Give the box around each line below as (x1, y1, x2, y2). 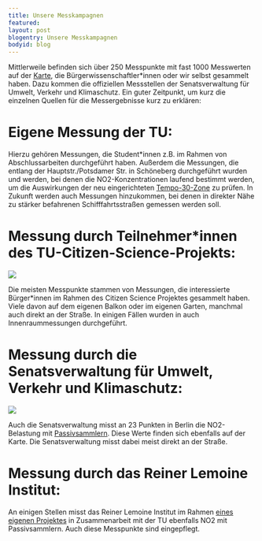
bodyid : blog (8, 41, 51, 49)
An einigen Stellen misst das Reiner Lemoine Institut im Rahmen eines (8, 507, 234, 517)
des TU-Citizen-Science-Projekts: (8, 244, 236, 262)
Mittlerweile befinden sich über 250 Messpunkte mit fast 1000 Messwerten (8, 62, 252, 72)
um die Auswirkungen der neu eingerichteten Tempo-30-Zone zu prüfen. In (8, 183, 253, 193)
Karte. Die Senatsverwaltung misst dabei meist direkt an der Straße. (8, 436, 228, 446)
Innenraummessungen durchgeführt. (8, 318, 127, 328)
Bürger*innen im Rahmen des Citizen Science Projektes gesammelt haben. (8, 293, 250, 302)
